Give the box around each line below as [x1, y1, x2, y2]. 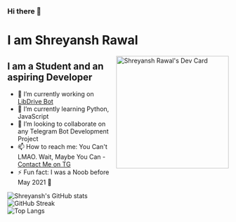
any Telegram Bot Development [17, 126, 109, 136]
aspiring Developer [7, 71, 93, 83]
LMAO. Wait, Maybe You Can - [17, 152, 106, 161]
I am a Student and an [7, 60, 104, 72]
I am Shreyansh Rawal [7, 32, 138, 48]
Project [17, 134, 39, 143]
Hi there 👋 [7, 6, 42, 16]
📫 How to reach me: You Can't [17, 142, 107, 150]
